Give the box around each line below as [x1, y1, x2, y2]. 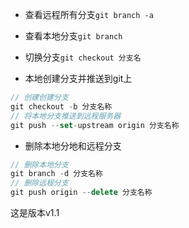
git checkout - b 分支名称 [10, 101, 113, 112]
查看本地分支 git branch [24, 30, 123, 42]
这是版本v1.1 [10, 207, 60, 218]
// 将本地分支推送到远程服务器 [10, 111, 122, 121]
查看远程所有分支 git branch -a [24, 9, 154, 20]
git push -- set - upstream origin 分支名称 [10, 120, 180, 130]
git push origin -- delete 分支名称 [10, 188, 153, 198]
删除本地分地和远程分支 [24, 139, 122, 152]
